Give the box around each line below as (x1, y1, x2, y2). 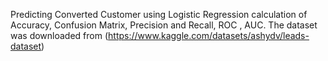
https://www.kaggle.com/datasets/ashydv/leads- (108, 30, 310, 41)
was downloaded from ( (10, 30, 109, 41)
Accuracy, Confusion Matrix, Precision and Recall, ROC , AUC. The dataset (10, 19, 318, 31)
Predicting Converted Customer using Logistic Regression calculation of (10, 9, 308, 20)
